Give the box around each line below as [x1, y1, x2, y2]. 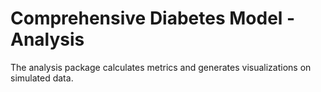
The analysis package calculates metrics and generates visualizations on [10, 61, 312, 73]
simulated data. [10, 72, 74, 84]
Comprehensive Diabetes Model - [10, 7, 296, 30]
